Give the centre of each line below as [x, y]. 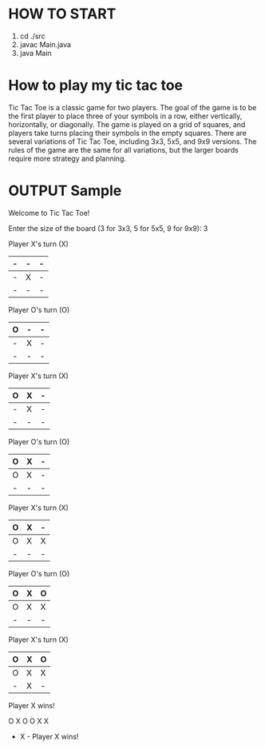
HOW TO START [62, 14]
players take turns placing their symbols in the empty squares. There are [128, 133]
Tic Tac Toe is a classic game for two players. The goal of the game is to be [132, 107]
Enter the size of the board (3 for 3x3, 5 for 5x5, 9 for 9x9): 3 [108, 228]
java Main [36, 53]
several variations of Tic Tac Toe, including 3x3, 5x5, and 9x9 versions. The [132, 141]
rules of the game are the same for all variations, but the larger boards [124, 149]
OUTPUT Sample [65, 191]
